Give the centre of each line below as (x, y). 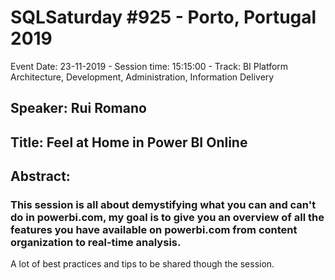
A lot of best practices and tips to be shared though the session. (142, 264)
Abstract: (40, 176)
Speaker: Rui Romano (78, 108)
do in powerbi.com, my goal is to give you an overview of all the (167, 218)
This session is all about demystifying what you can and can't (163, 205)
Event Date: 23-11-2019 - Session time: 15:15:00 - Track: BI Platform (149, 66)
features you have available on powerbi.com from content (154, 230)
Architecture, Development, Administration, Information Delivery (142, 77)
